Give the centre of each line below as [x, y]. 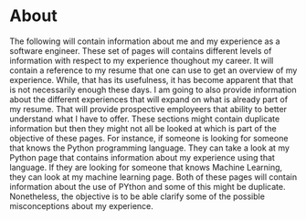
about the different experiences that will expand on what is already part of [149, 99]
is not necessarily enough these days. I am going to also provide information [153, 89]
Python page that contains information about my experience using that [142, 157]
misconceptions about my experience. [81, 205]
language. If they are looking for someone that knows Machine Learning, [146, 167]
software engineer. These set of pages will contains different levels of [141, 50]
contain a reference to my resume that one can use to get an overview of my [153, 70]
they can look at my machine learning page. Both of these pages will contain [153, 177]
